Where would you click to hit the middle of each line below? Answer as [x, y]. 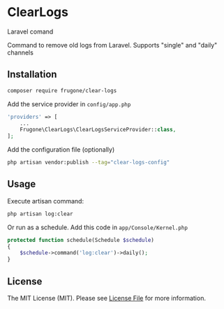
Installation [32, 74]
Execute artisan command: [46, 201]
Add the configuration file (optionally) [61, 150]
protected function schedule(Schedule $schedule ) [81, 240]
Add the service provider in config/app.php [69, 104]
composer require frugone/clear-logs [62, 91]
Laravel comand [30, 31]
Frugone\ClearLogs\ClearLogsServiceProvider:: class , [98, 130]
